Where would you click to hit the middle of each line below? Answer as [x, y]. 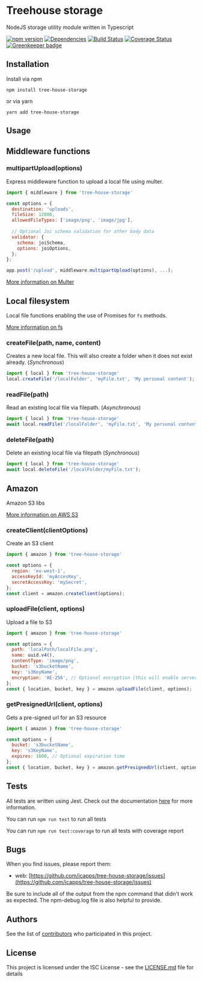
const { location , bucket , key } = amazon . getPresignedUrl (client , [93, 767]
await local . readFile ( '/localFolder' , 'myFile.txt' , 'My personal [91, 424]
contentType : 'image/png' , [45, 661]
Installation [28, 64]
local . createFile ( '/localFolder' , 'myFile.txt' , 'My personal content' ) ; [101, 379]
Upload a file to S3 [29, 622]
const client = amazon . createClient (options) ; [66, 593]
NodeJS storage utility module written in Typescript [70, 27]
